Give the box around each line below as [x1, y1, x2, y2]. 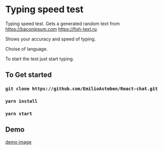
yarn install [5, 98, 38, 104]
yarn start [5, 111, 32, 117]
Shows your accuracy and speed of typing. [5, 36, 96, 42]
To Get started [5, 71, 52, 79]
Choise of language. [5, 46, 48, 52]
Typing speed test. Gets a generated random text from [5, 20, 120, 27]
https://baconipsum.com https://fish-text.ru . [5, 26, 98, 32]
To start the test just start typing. [5, 55, 74, 62]
